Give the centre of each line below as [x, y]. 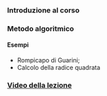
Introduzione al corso [44, 10]
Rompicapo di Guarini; [48, 60]
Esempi [18, 45]
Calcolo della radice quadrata [59, 68]
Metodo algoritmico [40, 28]
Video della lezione [39, 85]
